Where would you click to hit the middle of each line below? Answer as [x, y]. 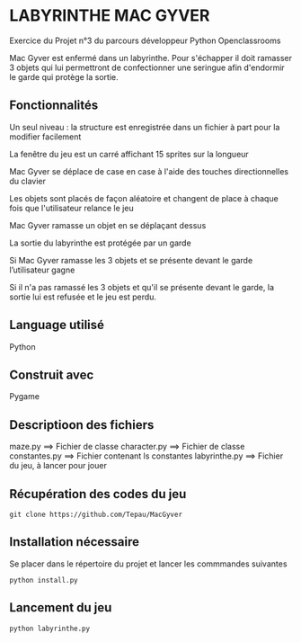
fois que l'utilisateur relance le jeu [71, 208]
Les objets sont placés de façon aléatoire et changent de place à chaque [144, 198]
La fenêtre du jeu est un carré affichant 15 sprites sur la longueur [129, 154]
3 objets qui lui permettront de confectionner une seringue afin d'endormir [147, 67]
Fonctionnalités [54, 106]
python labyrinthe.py [50, 629]
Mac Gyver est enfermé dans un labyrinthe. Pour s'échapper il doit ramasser [151, 58]
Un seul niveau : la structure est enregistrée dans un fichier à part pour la [145, 127]
